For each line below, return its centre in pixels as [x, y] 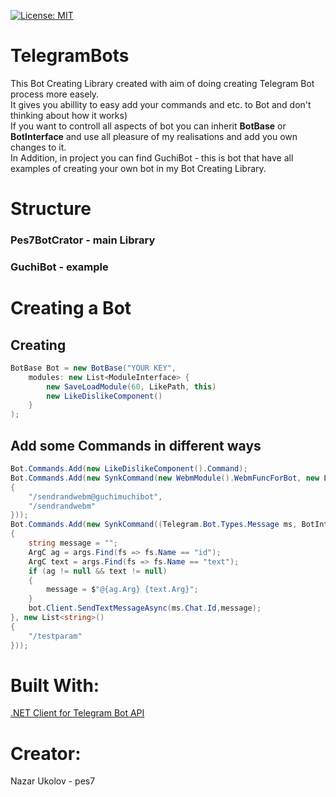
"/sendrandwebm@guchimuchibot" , [95, 496]
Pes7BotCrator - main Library [83, 240]
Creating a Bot [71, 308]
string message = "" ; [73, 543]
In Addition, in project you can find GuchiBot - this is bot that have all [152, 157]
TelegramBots [70, 56]
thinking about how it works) [69, 115]
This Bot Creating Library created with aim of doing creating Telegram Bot [162, 83]
